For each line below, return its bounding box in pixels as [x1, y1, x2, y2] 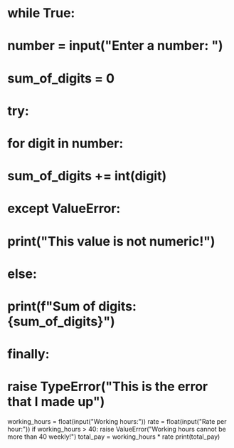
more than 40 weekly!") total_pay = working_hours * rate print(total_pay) [7, 432, 220, 441]
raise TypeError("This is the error [7, 379, 208, 395]
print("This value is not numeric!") [7, 233, 216, 249]
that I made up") [7, 394, 105, 410]
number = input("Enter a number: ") [7, 38, 223, 54]
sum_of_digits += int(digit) [7, 168, 167, 184]
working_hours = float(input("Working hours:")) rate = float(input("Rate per [7, 417, 227, 425]
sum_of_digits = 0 [7, 70, 115, 86]
